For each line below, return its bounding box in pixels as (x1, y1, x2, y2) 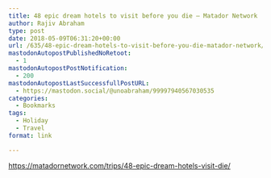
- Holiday (15, 117, 48, 125)
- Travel (15, 124, 45, 132)
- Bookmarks (15, 101, 56, 110)
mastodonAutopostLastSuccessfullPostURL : (8, 79, 150, 87)
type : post (8, 27, 45, 35)
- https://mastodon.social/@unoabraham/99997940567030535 (15, 86, 215, 95)
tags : (8, 110, 27, 118)
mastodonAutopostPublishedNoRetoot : (8, 49, 131, 57)
